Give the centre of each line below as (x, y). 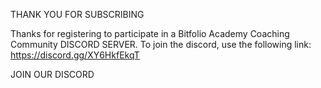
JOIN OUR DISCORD (52, 74)
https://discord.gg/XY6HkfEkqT (75, 55)
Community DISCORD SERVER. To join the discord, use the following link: (161, 44)
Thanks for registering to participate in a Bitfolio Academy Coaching (150, 33)
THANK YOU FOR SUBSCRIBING (77, 14)
